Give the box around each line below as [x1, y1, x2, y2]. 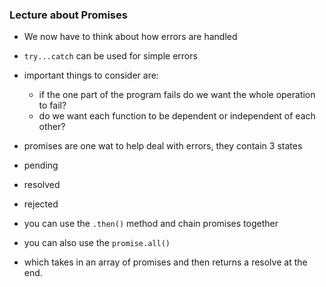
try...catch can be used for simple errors [23, 50, 198, 62]
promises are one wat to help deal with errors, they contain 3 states [23, 140, 303, 152]
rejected [23, 198, 59, 210]
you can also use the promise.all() [23, 237, 171, 249]
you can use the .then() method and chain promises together [23, 218, 279, 230]
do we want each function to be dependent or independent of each [38, 110, 316, 122]
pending [23, 159, 59, 172]
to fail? [38, 99, 67, 112]
